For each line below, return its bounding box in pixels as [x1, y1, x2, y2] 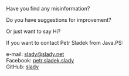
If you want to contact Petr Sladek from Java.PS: [6, 39, 124, 46]
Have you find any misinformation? [6, 5, 90, 12]
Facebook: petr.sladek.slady [6, 57, 74, 64]
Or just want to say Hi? [6, 28, 61, 35]
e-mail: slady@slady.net [6, 51, 64, 58]
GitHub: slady [6, 63, 39, 70]
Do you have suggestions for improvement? [6, 16, 111, 23]
